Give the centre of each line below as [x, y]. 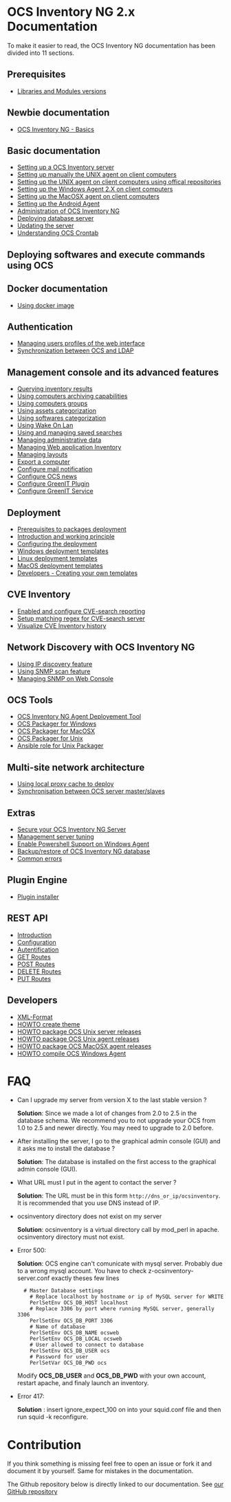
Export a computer [44, 462]
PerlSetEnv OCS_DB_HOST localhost [79, 1303]
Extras [21, 812]
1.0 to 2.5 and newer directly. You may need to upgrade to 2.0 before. [115, 1128]
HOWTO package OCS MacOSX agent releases [84, 1046]
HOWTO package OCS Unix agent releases [78, 1039]
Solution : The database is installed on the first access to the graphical [117, 1162]
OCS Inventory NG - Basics [56, 129]
